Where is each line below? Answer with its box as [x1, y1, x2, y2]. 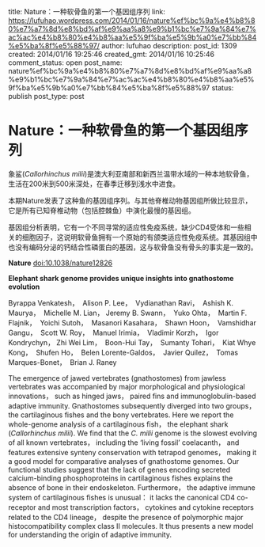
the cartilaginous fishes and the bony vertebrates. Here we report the [8, 410, 234, 420]
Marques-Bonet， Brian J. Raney [8, 357, 117, 367]
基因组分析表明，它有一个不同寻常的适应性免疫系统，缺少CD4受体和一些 [8, 222, 245, 232]
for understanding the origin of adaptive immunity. [8, 530, 172, 539]
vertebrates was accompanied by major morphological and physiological [8, 382, 245, 391]
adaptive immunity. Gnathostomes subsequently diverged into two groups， [8, 401, 256, 410]
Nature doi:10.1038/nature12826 [8, 258, 113, 268]
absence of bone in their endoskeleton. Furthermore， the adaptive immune [8, 482, 256, 492]
